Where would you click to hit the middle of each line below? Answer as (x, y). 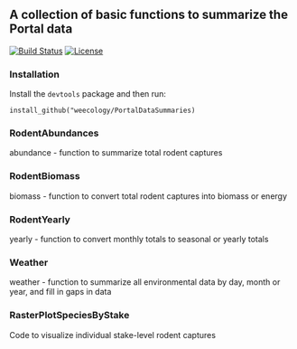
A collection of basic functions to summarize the (149, 15)
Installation (35, 74)
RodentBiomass (45, 176)
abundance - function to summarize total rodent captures (116, 153)
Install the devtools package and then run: (88, 94)
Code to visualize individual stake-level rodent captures (113, 335)
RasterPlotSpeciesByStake (70, 316)
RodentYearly (40, 219)
